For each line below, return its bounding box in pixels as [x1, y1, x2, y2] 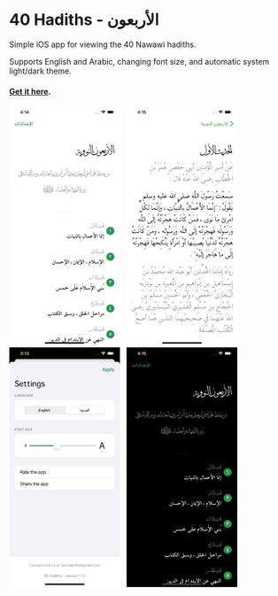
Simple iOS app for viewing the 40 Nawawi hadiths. [9, 39, 197, 50]
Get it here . [9, 86, 51, 97]
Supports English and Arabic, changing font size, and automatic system [9, 56, 270, 66]
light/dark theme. [9, 66, 73, 76]
